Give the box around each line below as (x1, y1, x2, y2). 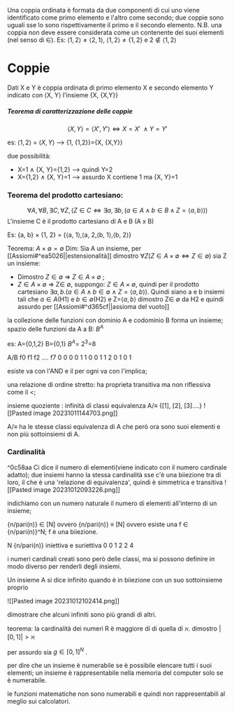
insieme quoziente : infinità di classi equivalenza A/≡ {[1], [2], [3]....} (7, 401, 203, 409)
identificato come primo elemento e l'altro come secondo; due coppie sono (7, 13, 224, 22)
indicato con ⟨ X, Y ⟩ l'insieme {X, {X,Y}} (7, 90, 119, 99)
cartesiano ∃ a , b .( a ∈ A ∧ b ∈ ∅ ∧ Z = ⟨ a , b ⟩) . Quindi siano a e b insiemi (17, 287, 225, 296)
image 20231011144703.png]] (33, 409, 118, 417)
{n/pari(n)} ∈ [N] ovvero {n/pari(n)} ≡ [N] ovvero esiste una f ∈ (7, 520, 189, 528)
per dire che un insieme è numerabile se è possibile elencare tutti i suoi (7, 662, 212, 670)
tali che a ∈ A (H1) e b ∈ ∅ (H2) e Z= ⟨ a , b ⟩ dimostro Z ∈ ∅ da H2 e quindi (17, 295, 224, 303)
